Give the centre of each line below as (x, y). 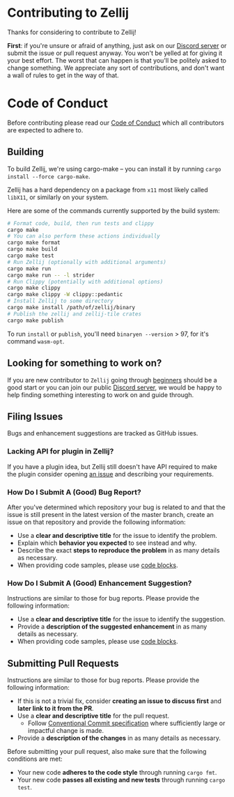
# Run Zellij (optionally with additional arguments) (87, 262)
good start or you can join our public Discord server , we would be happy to (115, 387)
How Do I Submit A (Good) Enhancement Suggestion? (100, 583)
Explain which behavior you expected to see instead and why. (107, 543)
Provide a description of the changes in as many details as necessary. (119, 738)
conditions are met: (35, 759)
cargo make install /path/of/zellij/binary (71, 308)
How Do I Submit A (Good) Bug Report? (74, 492)
